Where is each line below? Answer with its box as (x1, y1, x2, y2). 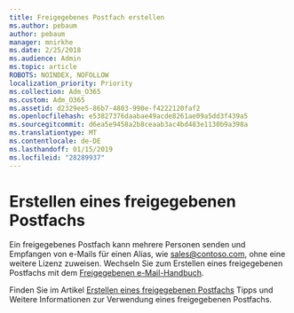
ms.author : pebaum (9, 21, 77, 30)
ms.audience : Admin (9, 54, 82, 63)
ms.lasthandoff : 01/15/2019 (9, 145, 114, 153)
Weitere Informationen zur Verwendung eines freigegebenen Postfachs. (9, 294, 273, 305)
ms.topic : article (9, 63, 77, 72)
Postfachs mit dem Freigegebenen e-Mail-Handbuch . (9, 268, 204, 278)
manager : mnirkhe (9, 37, 74, 47)
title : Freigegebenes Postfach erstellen (9, 12, 165, 22)
